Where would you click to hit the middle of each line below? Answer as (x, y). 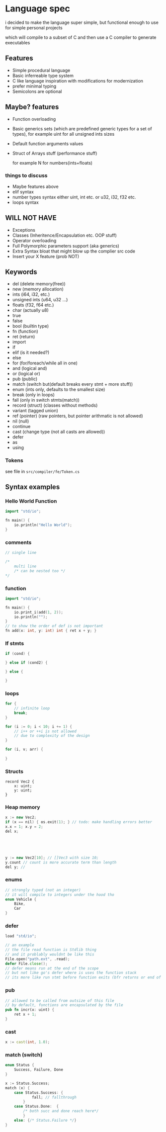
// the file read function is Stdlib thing (51, 950)
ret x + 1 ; (25, 1015)
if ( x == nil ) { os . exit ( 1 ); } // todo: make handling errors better (79, 822)
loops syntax (25, 202)
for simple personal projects (34, 27)
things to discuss (26, 175)
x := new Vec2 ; (21, 818)
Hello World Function (31, 501)
